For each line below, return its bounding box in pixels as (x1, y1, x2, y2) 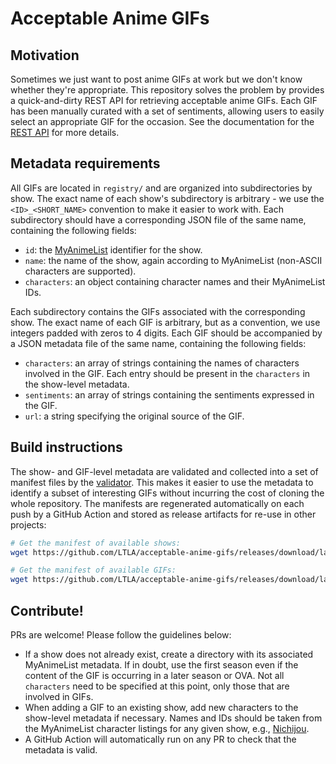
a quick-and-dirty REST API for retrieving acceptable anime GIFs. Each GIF (10, 95, 318, 106)
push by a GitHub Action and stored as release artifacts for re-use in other (10, 508, 317, 520)
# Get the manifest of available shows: (10, 538, 182, 548)
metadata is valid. (24, 743, 98, 756)
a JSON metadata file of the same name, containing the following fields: (10, 337, 307, 349)
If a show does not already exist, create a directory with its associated (24, 648, 314, 660)
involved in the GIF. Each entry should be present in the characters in (24, 367, 311, 379)
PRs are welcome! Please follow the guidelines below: (10, 628, 232, 641)
